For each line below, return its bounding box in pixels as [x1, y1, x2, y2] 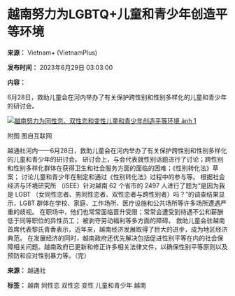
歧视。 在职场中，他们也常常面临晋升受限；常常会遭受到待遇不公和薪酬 [19, 207, 224, 216]
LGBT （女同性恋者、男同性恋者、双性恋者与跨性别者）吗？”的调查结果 [15, 190, 219, 198]
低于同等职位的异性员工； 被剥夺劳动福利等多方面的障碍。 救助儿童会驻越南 [7, 216, 225, 225]
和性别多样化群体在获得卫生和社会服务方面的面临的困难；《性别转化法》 [7, 164, 213, 172]
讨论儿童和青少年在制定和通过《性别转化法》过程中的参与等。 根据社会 [20, 172, 225, 181]
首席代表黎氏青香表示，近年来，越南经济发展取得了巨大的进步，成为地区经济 [7, 225, 228, 233]
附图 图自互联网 [7, 131, 52, 140]
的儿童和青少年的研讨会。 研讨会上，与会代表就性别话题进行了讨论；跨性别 [7, 155, 224, 163]
